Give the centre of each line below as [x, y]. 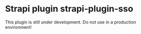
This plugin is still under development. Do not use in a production [70, 22]
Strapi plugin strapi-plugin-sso [69, 9]
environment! [18, 27]
